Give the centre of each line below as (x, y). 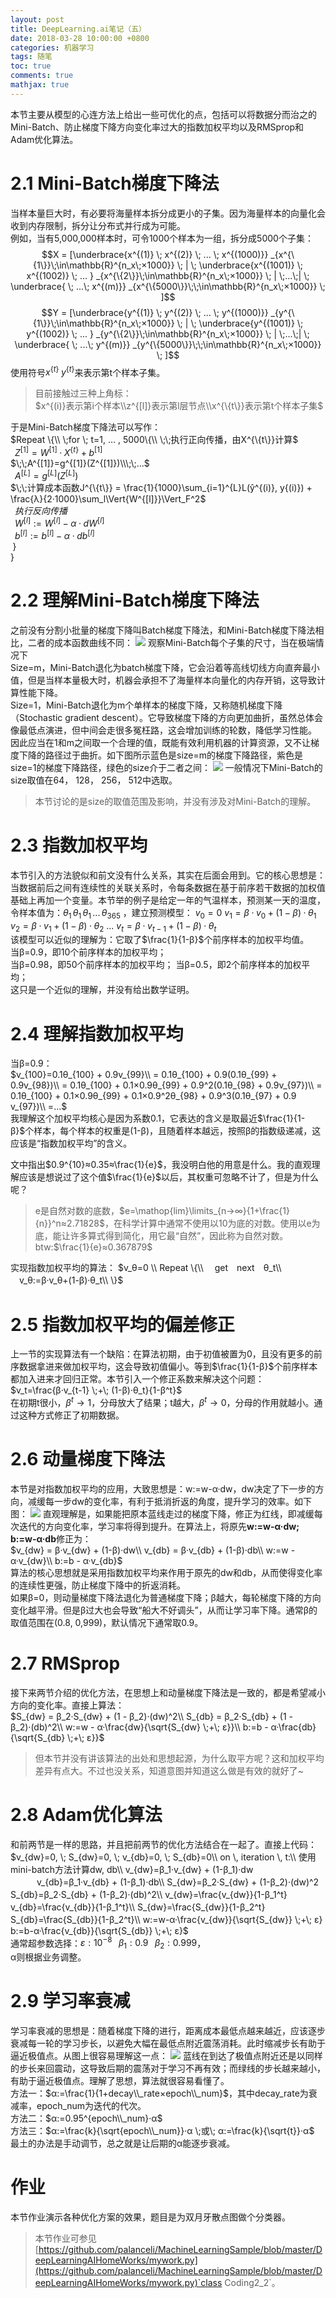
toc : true (31, 66)
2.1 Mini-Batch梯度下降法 (115, 183)
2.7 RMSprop (65, 1663)
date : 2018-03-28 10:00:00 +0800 (80, 38)
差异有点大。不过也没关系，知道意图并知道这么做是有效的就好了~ (169, 1770)
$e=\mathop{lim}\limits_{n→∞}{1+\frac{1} (204, 1211)
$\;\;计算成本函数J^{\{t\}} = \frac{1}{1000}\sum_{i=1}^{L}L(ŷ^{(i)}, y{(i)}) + (161, 487)
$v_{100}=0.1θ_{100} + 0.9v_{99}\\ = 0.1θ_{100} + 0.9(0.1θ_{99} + (144, 1075)
